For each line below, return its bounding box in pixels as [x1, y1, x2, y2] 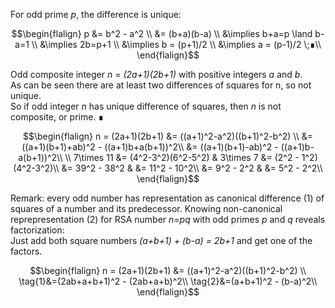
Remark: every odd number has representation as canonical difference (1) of [10, 192, 325, 204]
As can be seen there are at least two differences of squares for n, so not [10, 79, 312, 91]
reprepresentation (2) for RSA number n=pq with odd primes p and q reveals [10, 214, 326, 225]
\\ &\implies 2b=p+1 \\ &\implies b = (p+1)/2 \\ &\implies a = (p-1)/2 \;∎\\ [31, 39, 322, 50]
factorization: [10, 224, 65, 236]
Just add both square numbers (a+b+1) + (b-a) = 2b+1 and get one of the [10, 235, 313, 246]
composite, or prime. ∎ [10, 111, 105, 123]
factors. [10, 245, 43, 257]
